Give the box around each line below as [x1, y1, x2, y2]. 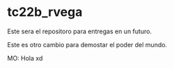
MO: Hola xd [7, 53, 43, 62]
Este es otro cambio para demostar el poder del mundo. [7, 40, 168, 49]
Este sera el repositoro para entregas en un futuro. [7, 27, 152, 35]
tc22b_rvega [7, 4, 83, 20]
